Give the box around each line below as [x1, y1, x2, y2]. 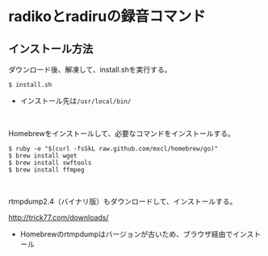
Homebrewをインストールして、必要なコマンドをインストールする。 [8, 129, 236, 138]
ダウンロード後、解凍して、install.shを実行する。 [8, 65, 172, 74]
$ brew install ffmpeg [8, 166, 85, 174]
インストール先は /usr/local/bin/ [19, 96, 132, 105]
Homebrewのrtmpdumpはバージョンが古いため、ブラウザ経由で [19, 229, 233, 238]
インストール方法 [8, 42, 94, 56]
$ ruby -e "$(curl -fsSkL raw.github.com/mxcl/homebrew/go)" [8, 145, 219, 153]
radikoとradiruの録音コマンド [8, 7, 206, 26]
